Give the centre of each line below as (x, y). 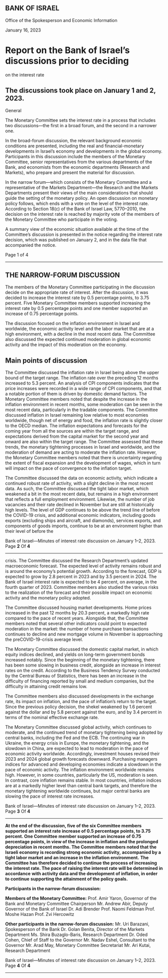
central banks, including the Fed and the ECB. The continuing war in (75, 738)
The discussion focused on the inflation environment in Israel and (72, 323)
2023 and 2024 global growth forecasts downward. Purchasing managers (81, 759)
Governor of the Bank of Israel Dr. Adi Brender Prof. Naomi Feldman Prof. (80, 909)
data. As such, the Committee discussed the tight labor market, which (77, 489)
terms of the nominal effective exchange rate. (52, 718)
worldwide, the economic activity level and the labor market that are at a (79, 329)
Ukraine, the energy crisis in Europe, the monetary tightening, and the (77, 743)
